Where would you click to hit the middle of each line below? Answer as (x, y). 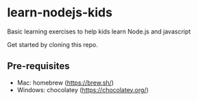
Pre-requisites (38, 66)
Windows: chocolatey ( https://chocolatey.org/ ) (83, 89)
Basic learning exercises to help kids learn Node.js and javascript (99, 31)
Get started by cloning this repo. (52, 44)
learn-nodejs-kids (60, 13)
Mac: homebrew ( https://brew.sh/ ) (65, 83)
